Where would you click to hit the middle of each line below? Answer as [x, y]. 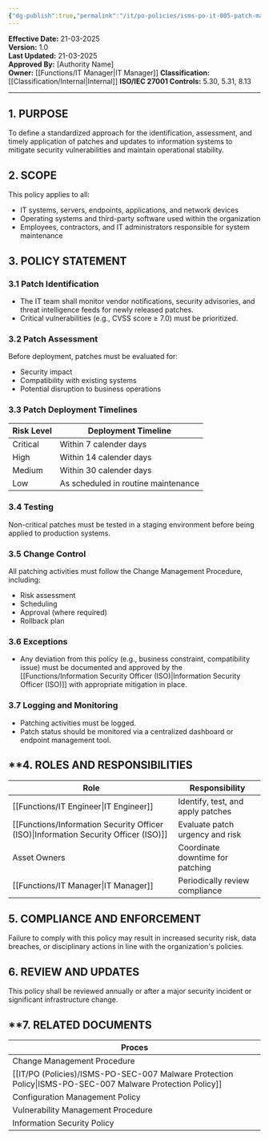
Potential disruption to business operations [90, 389]
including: [25, 580]
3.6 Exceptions [38, 642]
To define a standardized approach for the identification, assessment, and [130, 133]
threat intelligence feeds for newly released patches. [106, 309]
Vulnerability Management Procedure [83, 1109]
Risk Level [32, 430]
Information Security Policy [63, 1123]
